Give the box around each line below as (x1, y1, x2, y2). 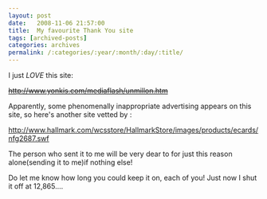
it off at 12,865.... (8, 181, 64, 191)
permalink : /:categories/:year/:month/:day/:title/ (8, 49, 183, 57)
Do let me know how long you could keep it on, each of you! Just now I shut (8, 173, 257, 182)
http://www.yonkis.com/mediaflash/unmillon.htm (8, 86, 169, 96)
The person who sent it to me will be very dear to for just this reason (8, 149, 233, 158)
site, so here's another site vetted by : (8, 110, 132, 119)
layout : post (8, 11, 52, 20)
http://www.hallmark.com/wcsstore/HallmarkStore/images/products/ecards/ (8, 125, 259, 135)
